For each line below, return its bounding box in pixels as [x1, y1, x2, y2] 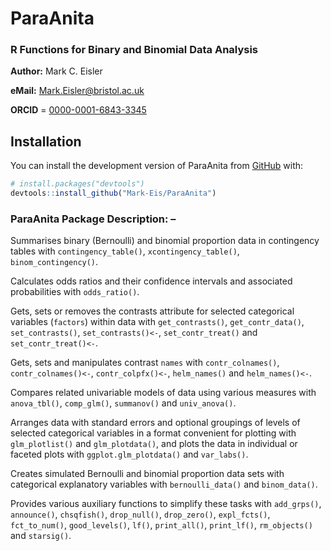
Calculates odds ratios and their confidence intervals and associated [10, 275, 293, 287]
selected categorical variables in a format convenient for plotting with [10, 427, 297, 439]
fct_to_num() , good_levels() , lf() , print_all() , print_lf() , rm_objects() [10, 519, 313, 531]
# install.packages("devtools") [10, 179, 145, 189]
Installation [10, 133, 82, 150]
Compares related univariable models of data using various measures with [10, 387, 317, 399]
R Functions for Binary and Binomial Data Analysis [10, 43, 259, 57]
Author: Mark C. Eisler [10, 65, 103, 77]
